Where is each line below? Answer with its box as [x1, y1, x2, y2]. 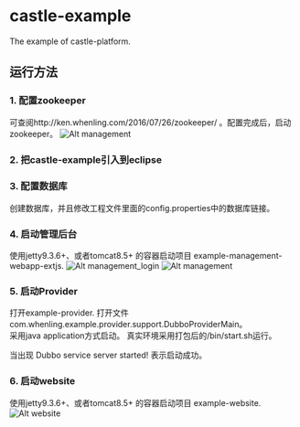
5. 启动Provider [9, 285, 78, 298]
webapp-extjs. [9, 261, 64, 272]
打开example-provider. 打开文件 [9, 307, 130, 318]
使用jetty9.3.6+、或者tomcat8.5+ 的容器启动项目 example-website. [9, 397, 262, 408]
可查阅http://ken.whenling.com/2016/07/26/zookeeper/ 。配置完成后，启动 [9, 116, 292, 128]
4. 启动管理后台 [9, 228, 78, 240]
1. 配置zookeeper [9, 94, 87, 107]
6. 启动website [9, 375, 76, 388]
